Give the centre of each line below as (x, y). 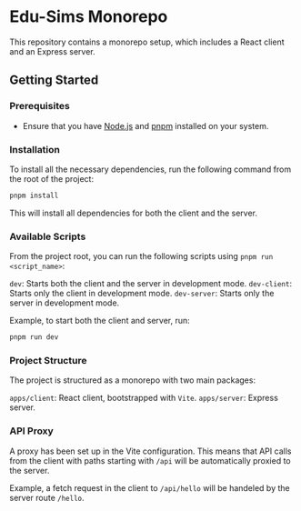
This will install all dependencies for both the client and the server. (133, 213)
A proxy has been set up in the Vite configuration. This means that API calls (150, 451)
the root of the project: (51, 178)
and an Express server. (52, 51)
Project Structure (48, 360)
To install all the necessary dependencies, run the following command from (150, 169)
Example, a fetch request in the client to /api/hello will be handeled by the (150, 487)
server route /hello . (47, 497)
